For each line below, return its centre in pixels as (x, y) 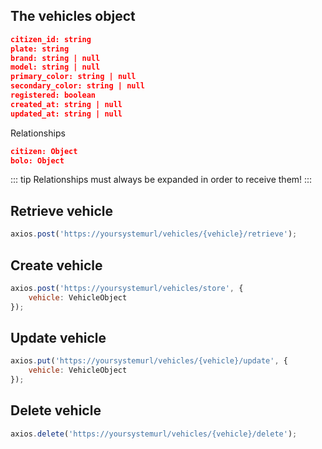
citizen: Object (44, 151)
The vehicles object (73, 16)
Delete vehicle (56, 410)
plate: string (40, 49)
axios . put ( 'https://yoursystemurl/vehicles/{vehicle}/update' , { (149, 361)
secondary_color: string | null (77, 86)
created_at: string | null (66, 104)
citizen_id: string (51, 39)
